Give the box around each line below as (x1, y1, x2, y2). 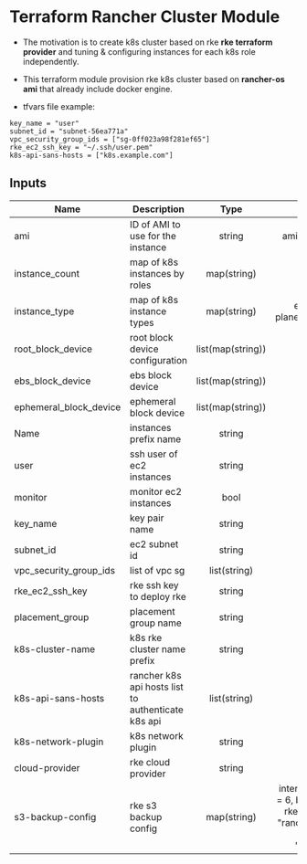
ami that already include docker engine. (22, 83, 174, 94)
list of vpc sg (129, 564, 185, 576)
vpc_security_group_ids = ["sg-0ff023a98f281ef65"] (9, 134, 210, 143)
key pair (129, 511, 164, 524)
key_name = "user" (9, 119, 79, 128)
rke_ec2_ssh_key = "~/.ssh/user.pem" (9, 142, 153, 152)
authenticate (129, 703, 185, 716)
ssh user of (129, 448, 178, 460)
